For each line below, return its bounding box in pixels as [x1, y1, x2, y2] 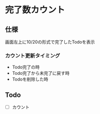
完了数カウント [5, 4, 65, 16]
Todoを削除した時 [12, 76, 49, 82]
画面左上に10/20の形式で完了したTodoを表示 [5, 39, 95, 45]
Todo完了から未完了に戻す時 [12, 70, 70, 76]
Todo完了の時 [12, 64, 40, 70]
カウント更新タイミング [5, 52, 60, 59]
